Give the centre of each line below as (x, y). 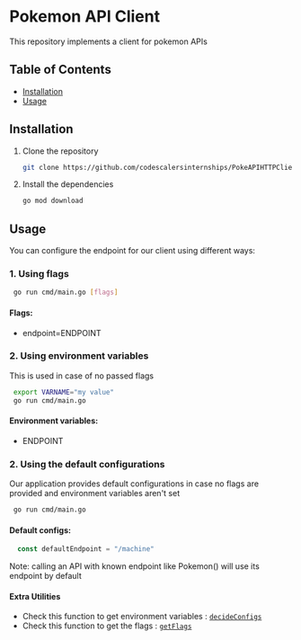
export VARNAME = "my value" (64, 392)
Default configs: (40, 530)
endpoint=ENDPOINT (62, 333)
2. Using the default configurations (87, 464)
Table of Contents (61, 70)
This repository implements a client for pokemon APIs (109, 41)
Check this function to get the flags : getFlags (107, 626)
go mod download (53, 201)
